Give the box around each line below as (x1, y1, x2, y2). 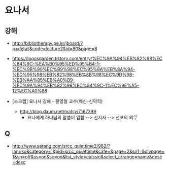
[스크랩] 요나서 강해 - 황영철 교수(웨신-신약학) (12, 98, 103, 104)
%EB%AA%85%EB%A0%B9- (12, 77, 75, 83)
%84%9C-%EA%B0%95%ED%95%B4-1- (12, 61, 101, 66)
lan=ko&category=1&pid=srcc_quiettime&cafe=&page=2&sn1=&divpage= (12, 148, 165, 154)
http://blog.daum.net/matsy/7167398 (19, 109, 96, 114)
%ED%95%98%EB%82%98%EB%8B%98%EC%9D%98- (12, 72, 134, 78)
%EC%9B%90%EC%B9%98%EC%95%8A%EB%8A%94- (12, 66, 135, 72)
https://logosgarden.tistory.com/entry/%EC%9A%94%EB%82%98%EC (12, 55, 163, 61)
